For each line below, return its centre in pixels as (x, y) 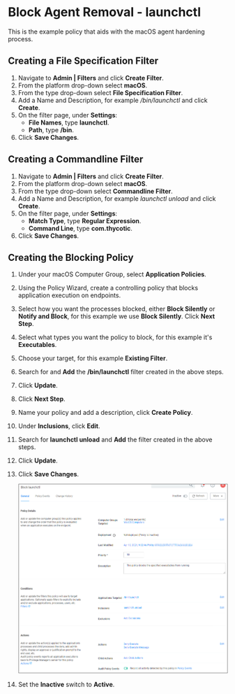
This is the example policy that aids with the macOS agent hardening (106, 31)
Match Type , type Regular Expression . (85, 220)
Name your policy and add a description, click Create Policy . (105, 413)
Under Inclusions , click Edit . (59, 426)
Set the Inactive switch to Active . (66, 684)
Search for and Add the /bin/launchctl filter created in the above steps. (121, 372)
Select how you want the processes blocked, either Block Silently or (116, 309)
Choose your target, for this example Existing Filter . (93, 358)
